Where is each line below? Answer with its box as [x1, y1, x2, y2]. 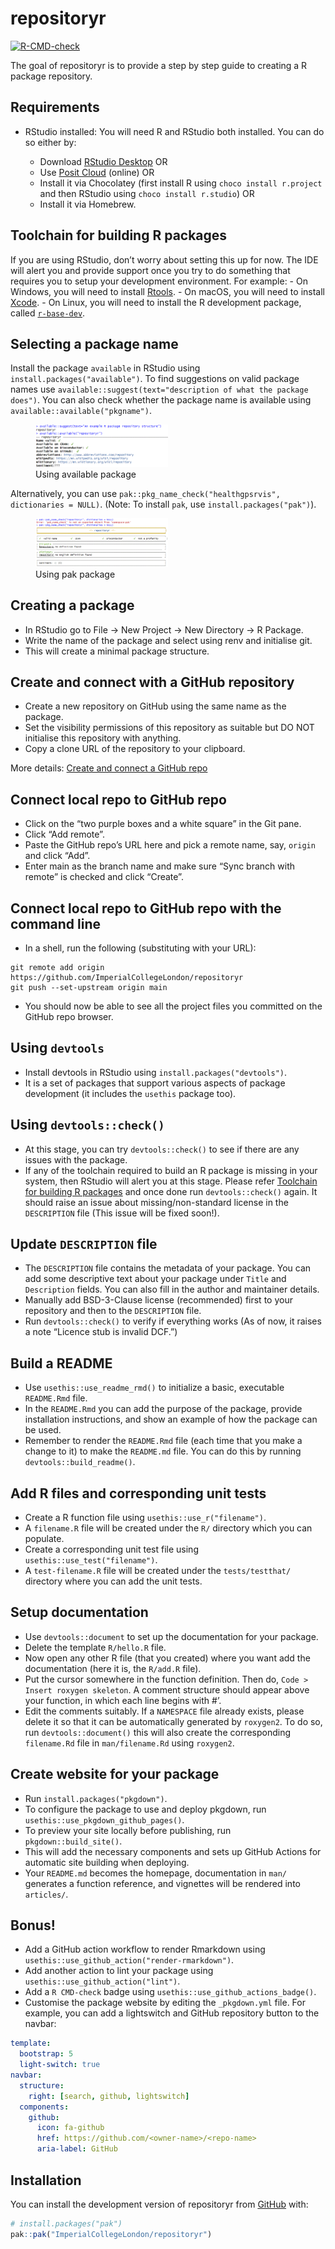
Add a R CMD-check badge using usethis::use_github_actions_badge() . [24, 1986, 317, 1998]
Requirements [10, 99, 100, 116]
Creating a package [10, 597, 135, 614]
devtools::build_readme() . [24, 1456, 136, 1468]
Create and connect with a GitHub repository [10, 673, 295, 691]
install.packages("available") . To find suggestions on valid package [10, 373, 300, 385]
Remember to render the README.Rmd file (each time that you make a [24, 1435, 303, 1447]
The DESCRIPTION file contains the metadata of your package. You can [24, 1262, 312, 1274]
